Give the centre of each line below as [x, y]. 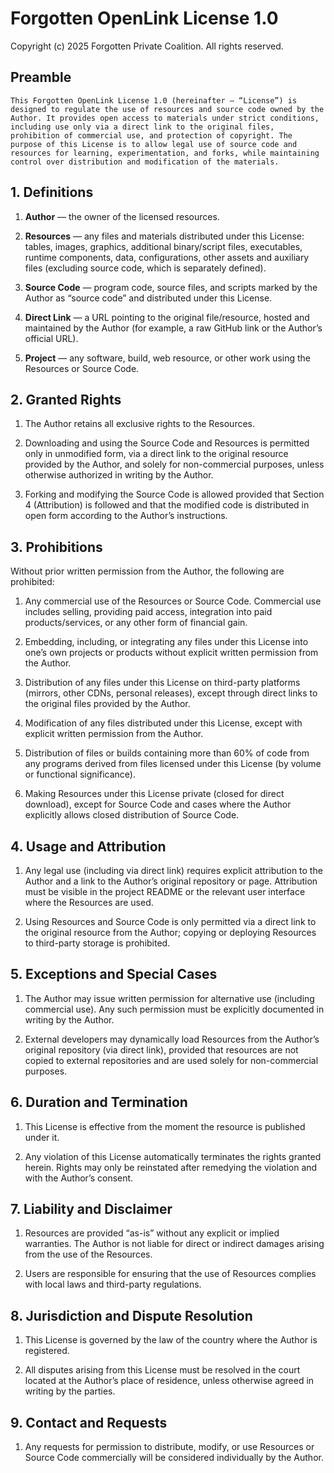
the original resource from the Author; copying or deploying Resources [170, 932]
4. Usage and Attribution [88, 846]
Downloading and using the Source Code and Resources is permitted [167, 443]
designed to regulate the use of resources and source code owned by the [167, 109]
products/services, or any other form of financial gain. [136, 623]
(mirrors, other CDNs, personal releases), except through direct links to [171, 693]
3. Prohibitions [56, 547]
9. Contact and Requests [89, 1422]
